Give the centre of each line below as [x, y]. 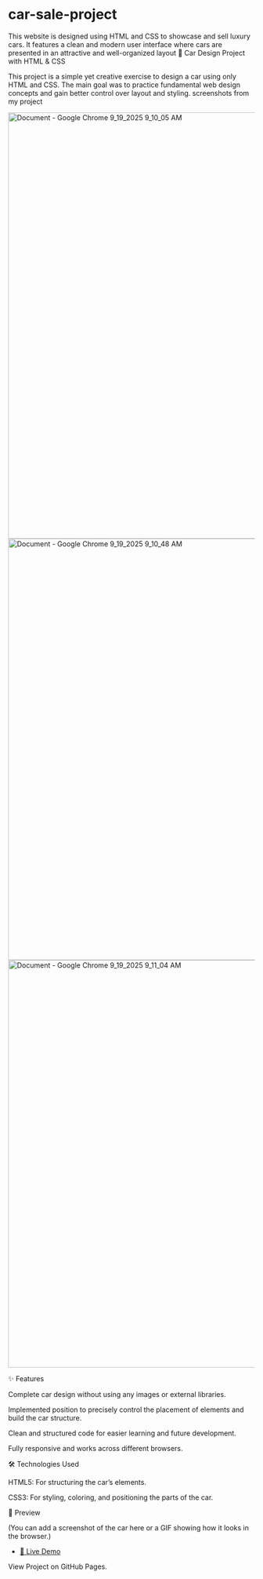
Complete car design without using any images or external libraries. [117, 1394]
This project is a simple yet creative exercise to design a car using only [122, 76]
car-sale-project [63, 15]
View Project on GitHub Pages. [58, 1566]
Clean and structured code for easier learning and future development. [122, 1433]
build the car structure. [45, 1417]
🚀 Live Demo [40, 1551]
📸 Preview [24, 1512]
